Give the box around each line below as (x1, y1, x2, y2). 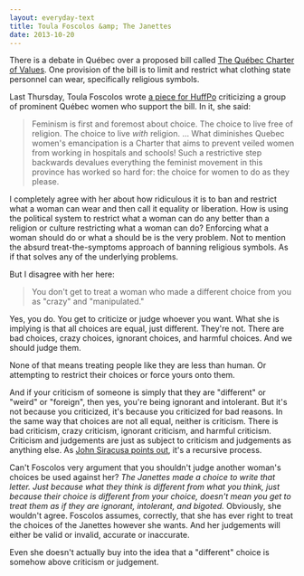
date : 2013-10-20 (9, 30, 75, 39)
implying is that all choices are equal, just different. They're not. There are (9, 323, 285, 335)
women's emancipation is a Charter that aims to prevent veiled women (31, 137, 295, 149)
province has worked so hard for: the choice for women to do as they (31, 166, 290, 177)
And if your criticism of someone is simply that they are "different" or (9, 387, 267, 398)
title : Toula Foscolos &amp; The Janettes (9, 22, 172, 31)
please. (31, 176, 60, 187)
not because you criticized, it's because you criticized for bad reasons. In (9, 406, 283, 417)
